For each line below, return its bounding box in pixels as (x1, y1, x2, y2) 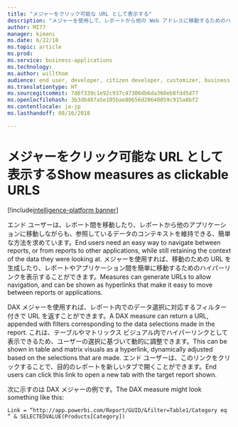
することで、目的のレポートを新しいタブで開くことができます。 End (19, 362, 217, 371)
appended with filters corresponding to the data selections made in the (7, 320, 215, 328)
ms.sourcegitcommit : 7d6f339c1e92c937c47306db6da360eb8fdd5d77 (7, 90, 199, 97)
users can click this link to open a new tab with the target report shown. (7, 370, 217, 379)
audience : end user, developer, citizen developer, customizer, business (7, 76, 231, 84)
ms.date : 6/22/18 (7, 37, 59, 44)
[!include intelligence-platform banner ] (7, 206, 119, 214)
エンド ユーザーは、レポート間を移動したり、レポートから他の (7, 220, 190, 228)
